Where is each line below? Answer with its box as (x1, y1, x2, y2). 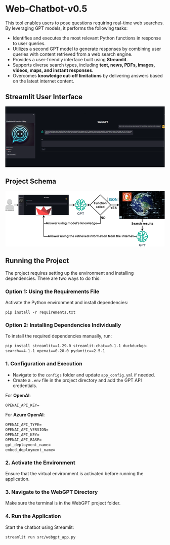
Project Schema (5, 177, 57, 186)
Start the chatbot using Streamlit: (5, 524, 74, 530)
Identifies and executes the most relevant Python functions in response (12, 35, 161, 41)
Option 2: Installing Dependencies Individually (5, 322, 121, 329)
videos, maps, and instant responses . (12, 67, 94, 73)
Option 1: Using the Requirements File (5, 288, 100, 295)
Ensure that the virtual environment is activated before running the (5, 471, 144, 477)
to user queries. (12, 40, 46, 46)
